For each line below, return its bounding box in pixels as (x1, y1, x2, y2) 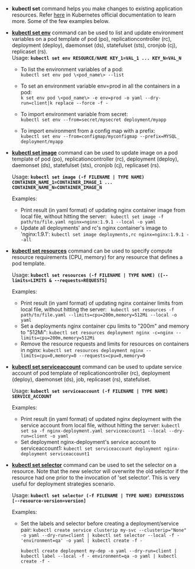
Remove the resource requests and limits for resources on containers (20, 340, 189, 347)
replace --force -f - (55, 100, 108, 106)
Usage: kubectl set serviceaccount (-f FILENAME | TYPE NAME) (11, 388, 168, 394)
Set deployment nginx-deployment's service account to (20, 439, 157, 445)
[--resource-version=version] (11, 498, 87, 504)
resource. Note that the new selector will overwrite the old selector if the (11, 468, 188, 475)
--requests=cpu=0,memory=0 (79, 353, 146, 359)
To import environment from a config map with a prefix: (20, 127, 155, 134)
